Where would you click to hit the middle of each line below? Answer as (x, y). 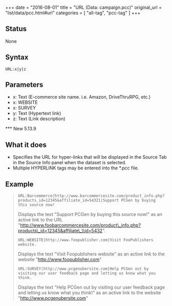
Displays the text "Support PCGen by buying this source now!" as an (90, 214)
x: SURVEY (24, 108)
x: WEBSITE (25, 102)
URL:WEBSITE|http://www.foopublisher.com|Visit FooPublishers (85, 240)
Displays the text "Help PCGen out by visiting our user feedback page (91, 287)
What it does (26, 145)
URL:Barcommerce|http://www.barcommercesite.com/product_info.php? (91, 196)
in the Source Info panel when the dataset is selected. (69, 163)
